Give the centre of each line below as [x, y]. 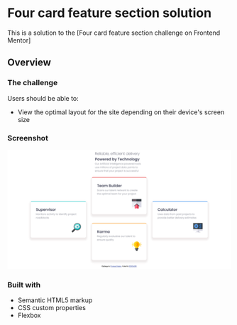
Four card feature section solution [109, 13]
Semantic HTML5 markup [55, 300]
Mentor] [19, 40]
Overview [29, 63]
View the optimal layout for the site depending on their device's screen [121, 112]
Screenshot [28, 138]
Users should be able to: [43, 98]
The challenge [33, 83]
